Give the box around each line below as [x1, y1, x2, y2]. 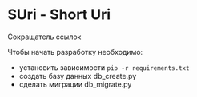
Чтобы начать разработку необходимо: [7, 47, 143, 56]
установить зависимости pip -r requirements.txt [18, 62, 190, 72]
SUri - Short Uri [7, 6, 111, 24]
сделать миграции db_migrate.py [18, 80, 132, 89]
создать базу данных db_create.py [18, 71, 137, 80]
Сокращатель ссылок [7, 32, 82, 41]
